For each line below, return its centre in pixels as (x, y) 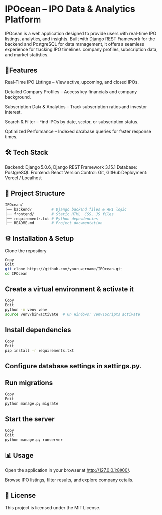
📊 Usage (19, 456)
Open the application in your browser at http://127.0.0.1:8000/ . (68, 470)
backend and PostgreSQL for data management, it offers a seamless (75, 44)
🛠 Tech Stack (27, 153)
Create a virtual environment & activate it (70, 289)
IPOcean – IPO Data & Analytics (70, 9)
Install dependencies (38, 330)
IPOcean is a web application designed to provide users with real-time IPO (81, 33)
